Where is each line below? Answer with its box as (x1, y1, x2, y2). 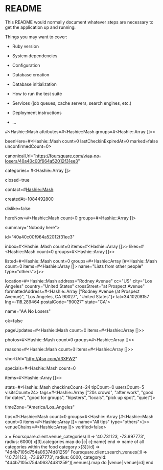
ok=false (5, 318, 23, 324)
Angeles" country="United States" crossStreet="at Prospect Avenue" (5, 283, 145, 289)
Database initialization (12, 81, 57, 87)
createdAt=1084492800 (5, 196, 54, 202)
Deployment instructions (12, 110, 62, 116)
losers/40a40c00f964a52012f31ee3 (5, 158, 78, 164)
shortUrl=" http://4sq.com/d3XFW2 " (5, 355, 77, 361)
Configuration (12, 62, 40, 68)
